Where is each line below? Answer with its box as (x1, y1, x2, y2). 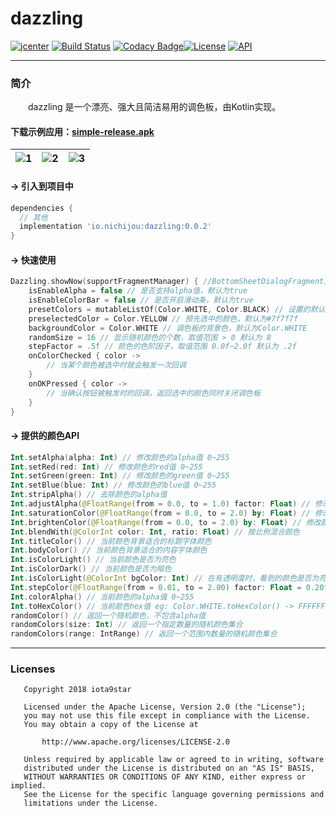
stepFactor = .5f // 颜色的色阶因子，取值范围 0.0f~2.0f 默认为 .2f (28, 342, 297, 352)
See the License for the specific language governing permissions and (23, 790, 325, 800)
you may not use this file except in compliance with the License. (23, 711, 311, 721)
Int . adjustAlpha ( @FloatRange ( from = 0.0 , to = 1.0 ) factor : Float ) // (10, 499, 311, 509)
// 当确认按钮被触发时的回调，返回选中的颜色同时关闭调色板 (46, 388, 261, 398)
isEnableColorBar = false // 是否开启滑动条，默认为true (28, 295, 254, 306)
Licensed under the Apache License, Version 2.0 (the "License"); (23, 702, 307, 712)
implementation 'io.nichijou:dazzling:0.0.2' (19, 222, 213, 232)
